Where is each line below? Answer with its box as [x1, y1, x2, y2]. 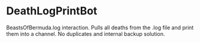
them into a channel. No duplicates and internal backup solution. [6, 30, 165, 37]
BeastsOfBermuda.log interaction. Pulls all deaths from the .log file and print [6, 24, 194, 31]
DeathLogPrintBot [6, 4, 98, 18]
